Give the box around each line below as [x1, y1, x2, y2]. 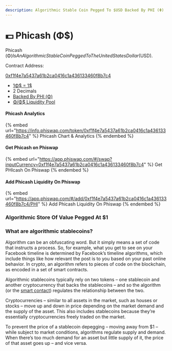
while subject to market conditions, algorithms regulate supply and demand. [5, 329, 166, 336]
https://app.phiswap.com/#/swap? [39, 156, 112, 162]
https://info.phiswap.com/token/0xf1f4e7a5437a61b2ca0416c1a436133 [15, 127, 166, 134]
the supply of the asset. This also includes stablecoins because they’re [5, 308, 156, 315]
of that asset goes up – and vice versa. [5, 340, 87, 346]
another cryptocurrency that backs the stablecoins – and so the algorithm [5, 282, 161, 288]
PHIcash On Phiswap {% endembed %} [5, 167, 89, 173]
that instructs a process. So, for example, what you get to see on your [5, 245, 153, 251]
